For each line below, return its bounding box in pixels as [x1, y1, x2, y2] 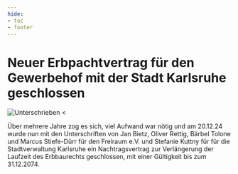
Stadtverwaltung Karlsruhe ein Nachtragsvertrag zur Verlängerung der [7, 145, 215, 153]
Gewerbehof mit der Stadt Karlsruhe [7, 69, 227, 86]
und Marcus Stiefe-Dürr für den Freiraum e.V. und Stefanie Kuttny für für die [7, 137, 230, 146]
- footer [7, 24, 33, 31]
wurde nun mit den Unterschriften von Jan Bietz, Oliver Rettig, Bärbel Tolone [7, 130, 231, 138]
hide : [7, 10, 23, 18]
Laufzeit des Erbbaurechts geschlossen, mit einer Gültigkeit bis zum [7, 153, 207, 161]
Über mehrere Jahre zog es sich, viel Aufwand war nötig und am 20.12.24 [7, 122, 223, 130]
